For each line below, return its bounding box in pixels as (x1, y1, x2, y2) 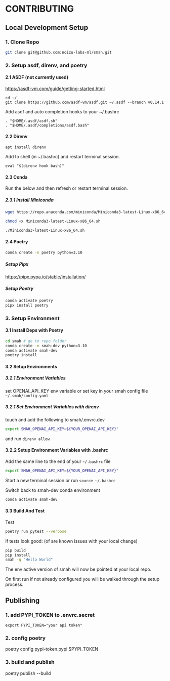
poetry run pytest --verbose (5, 529, 67, 534)
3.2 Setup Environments (5, 363, 57, 369)
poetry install (5, 353, 37, 358)
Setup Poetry (5, 285, 34, 291)
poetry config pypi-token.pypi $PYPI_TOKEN (5, 646, 99, 652)
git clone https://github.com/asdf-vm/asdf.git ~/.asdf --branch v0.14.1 (5, 100, 164, 105)
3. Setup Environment (5, 315, 60, 322)
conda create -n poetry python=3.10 (5, 250, 82, 256)
